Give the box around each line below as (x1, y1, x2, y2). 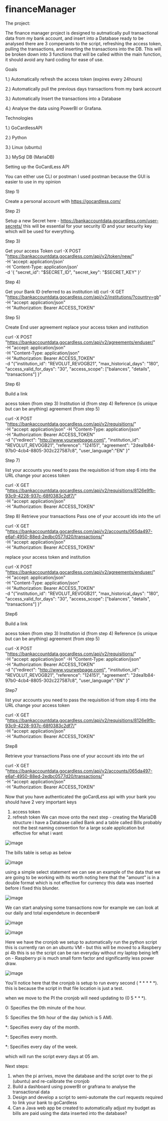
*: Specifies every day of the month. (5, 1024, 80, 1030)
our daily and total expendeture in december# (5, 909, 100, 915)
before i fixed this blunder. (5, 885, 60, 891)
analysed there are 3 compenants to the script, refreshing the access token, (5, 40, 162, 46)
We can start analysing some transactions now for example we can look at (5, 904, 159, 910)
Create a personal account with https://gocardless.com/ (5, 198, 121, 204)
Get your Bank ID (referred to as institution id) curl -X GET (5, 288, 124, 294)
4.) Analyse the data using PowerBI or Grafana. (5, 105, 102, 111)
